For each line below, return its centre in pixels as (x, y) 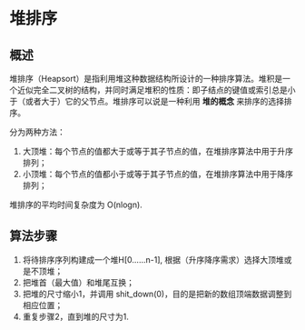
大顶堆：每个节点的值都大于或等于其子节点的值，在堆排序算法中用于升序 (157, 151)
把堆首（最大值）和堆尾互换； (78, 282)
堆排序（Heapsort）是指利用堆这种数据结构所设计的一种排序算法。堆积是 (146, 79)
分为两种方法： (37, 132)
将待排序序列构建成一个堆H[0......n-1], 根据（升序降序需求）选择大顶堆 (153, 259)
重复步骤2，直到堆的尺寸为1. (76, 316)
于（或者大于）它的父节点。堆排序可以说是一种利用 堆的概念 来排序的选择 (147, 101)
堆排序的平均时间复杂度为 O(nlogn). (76, 205)
